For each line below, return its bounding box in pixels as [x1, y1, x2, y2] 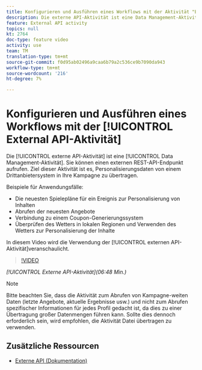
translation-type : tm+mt [6, 54, 69, 60]
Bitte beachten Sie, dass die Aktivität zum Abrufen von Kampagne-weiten [6, 292, 188, 299]
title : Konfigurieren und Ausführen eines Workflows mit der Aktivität [6, 8, 189, 15]
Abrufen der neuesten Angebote [14, 208, 95, 215]
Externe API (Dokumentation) [14, 357, 88, 364]
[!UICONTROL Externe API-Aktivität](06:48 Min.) [6, 268, 127, 276]
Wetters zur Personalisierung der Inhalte [14, 227, 115, 235]
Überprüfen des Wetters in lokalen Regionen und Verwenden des [14, 221, 176, 228]
